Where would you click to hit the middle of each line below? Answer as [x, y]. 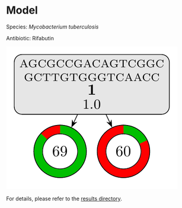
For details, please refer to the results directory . [64, 199]
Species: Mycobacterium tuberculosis [52, 27]
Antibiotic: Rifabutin [30, 38]
